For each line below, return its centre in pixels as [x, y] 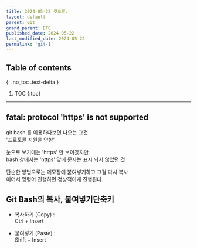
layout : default [26, 17]
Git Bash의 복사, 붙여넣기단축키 [60, 199]
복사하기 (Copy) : [35, 215]
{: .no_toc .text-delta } [33, 82]
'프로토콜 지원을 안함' [30, 140]
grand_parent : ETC [28, 28]
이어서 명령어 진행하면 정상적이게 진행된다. [55, 179]
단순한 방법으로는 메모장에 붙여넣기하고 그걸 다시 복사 [67, 172]
